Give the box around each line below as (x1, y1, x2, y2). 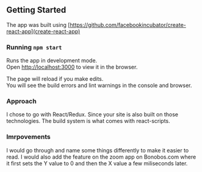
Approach (6, 97, 37, 106)
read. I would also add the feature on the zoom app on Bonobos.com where (6, 153, 197, 160)
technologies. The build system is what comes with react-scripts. (6, 118, 171, 125)
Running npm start (6, 43, 62, 51)
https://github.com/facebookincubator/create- (70, 21, 186, 28)
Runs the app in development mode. (6, 57, 98, 64)
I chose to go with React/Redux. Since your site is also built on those (6, 111, 179, 118)
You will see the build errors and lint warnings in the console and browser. (6, 82, 192, 89)
